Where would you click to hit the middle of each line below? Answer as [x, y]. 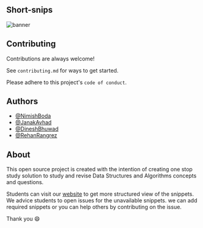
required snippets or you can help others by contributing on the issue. [94, 207]
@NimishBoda [33, 116]
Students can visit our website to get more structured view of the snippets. [100, 194]
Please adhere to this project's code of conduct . [66, 82]
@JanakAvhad [33, 123]
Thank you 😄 [23, 219]
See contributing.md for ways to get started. [62, 70]
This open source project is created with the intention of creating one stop [100, 169]
